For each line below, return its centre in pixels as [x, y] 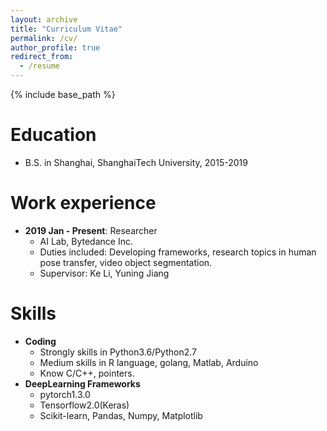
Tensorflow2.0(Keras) [84, 405]
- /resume [39, 66]
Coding [40, 341]
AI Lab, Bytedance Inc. [86, 241]
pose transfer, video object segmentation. [126, 262]
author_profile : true [55, 47]
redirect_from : [42, 57]
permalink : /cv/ [44, 38]
